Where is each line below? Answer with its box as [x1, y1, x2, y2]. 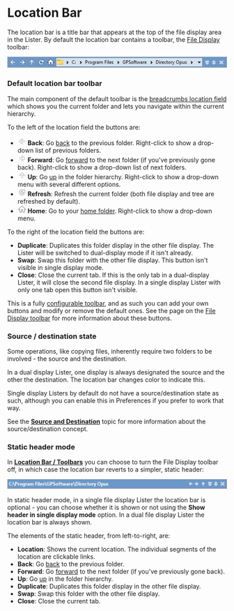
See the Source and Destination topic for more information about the [7, 417, 206, 425]
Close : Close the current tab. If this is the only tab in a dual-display [17, 271, 210, 279]
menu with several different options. [17, 180, 121, 188]
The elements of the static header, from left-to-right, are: [7, 531, 171, 540]
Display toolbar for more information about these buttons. [7, 314, 173, 322]
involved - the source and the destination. [7, 354, 127, 363]
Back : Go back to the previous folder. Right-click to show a [27, 138, 196, 147]
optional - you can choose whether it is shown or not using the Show [7, 503, 205, 511]
